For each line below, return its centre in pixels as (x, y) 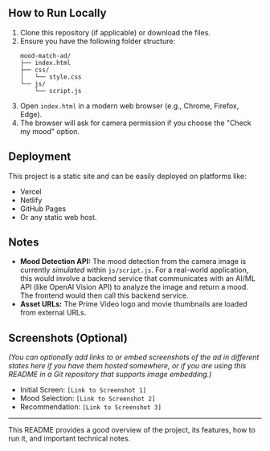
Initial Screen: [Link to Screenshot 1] (83, 390)
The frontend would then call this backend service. (104, 295)
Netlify (31, 200)
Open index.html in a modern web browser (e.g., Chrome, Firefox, (129, 106)
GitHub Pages (43, 209)
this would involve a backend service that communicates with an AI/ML (137, 278)
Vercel (31, 191)
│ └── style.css (51, 77)
